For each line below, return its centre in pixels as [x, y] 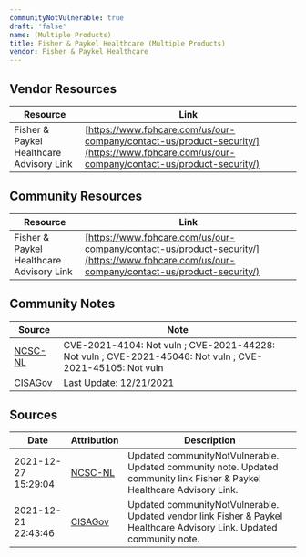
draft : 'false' [38, 26]
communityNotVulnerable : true [67, 18]
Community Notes [62, 304]
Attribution [95, 440]
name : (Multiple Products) [61, 35]
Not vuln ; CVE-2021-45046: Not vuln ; [150, 356]
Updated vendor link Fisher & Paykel [205, 516]
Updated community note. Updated [203, 468]
